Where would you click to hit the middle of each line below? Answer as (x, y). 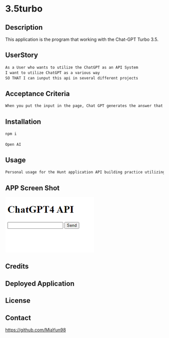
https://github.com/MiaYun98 (36, 330)
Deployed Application (40, 283)
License (18, 301)
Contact (18, 318)
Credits (17, 266)
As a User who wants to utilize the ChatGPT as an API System (72, 67)
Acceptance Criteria (37, 94)
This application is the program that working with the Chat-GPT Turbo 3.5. (82, 39)
